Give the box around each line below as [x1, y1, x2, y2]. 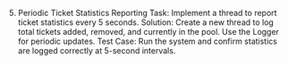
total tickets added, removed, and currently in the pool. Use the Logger [17, 27, 280, 37]
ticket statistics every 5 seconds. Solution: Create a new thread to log [17, 17, 275, 28]
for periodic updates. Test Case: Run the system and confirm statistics [17, 36, 277, 46]
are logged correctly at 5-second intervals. [17, 45, 176, 56]
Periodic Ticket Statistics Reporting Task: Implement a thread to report [17, 8, 277, 18]
